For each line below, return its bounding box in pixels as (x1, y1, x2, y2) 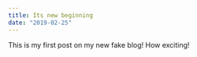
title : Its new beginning (8, 11, 93, 20)
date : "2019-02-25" (8, 19, 72, 27)
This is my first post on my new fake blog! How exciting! (8, 40, 190, 49)
